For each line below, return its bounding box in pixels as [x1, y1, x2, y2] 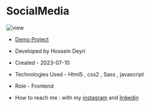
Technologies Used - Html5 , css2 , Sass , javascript [14, 70, 144, 78]
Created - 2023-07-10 [14, 59, 70, 66]
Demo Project [14, 35, 49, 43]
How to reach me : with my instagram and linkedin [14, 94, 139, 101]
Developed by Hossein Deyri [14, 47, 86, 55]
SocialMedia [6, 4, 70, 18]
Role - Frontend [14, 82, 54, 90]
